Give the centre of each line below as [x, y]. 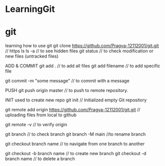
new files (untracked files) [32, 56]
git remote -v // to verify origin [36, 125]
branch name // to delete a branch [40, 159]
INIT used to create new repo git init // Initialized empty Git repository [76, 100]
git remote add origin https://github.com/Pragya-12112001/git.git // [73, 110]
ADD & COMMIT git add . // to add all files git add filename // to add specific [83, 66]
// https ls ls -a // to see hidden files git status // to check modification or [79, 51]
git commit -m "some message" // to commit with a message [67, 81]
